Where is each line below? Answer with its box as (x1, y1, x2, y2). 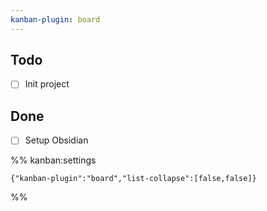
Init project (24, 78, 70, 90)
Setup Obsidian (24, 134, 89, 146)
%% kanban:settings (10, 154, 97, 166)
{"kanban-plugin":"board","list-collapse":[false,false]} (10, 174, 257, 184)
